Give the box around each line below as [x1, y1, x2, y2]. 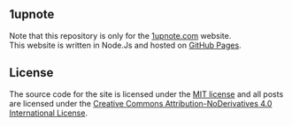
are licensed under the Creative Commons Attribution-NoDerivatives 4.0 [9, 98, 273, 108]
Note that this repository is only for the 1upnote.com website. [9, 30, 232, 41]
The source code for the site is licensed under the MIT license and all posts [9, 88, 284, 100]
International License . [9, 107, 88, 118]
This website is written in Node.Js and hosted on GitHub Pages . [9, 40, 242, 50]
